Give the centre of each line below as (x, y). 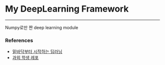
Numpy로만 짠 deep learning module (42, 27)
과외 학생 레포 (25, 58)
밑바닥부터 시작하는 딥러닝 (37, 51)
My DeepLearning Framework (67, 9)
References (19, 40)
